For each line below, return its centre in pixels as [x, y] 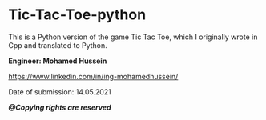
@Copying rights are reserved [60, 107]
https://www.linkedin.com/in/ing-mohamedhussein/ [93, 76]
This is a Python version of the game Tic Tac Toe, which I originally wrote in [133, 37]
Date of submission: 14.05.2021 [60, 92]
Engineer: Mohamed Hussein [58, 61]
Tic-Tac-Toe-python [77, 15]
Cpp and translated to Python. [58, 45]
